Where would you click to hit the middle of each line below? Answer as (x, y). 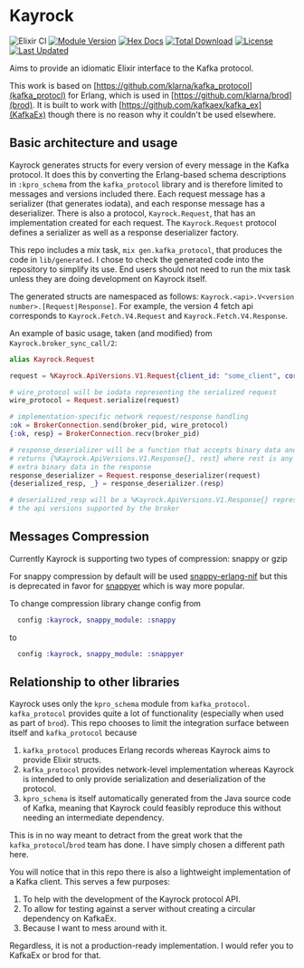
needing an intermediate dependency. (93, 818)
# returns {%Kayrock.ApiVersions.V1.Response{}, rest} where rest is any (152, 459)
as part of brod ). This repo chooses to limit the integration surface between (149, 723)
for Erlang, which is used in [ (121, 95)
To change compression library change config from (105, 603)
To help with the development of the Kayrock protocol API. (132, 899)
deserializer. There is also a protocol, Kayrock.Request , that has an (133, 213)
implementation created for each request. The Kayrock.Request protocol (143, 222)
